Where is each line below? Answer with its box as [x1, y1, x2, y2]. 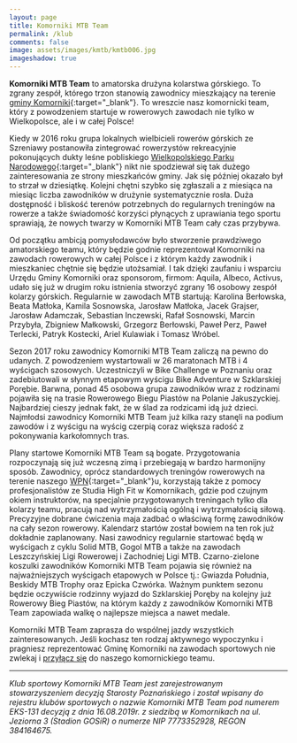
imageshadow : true [9, 54, 77, 63]
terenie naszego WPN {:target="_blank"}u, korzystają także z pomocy [9, 476, 262, 486]
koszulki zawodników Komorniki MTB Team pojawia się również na [9, 561, 252, 571]
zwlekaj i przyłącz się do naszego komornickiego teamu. [9, 653, 215, 663]
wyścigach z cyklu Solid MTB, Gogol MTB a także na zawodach [9, 541, 241, 552]
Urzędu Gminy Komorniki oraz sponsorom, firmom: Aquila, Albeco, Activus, [9, 272, 283, 283]
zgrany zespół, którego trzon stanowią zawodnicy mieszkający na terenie [9, 88, 277, 98]
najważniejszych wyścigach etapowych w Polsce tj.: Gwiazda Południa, [9, 570, 270, 580]
